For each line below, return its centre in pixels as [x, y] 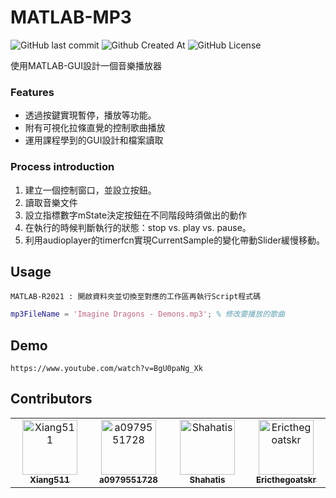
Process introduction [62, 167]
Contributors [51, 399]
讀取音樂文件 [51, 202]
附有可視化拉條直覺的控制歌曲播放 [95, 128]
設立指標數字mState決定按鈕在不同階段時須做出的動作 [136, 215]
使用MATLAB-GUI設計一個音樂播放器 [86, 65]
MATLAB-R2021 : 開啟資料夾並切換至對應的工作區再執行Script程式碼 [136, 297]
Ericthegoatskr [286, 479]
